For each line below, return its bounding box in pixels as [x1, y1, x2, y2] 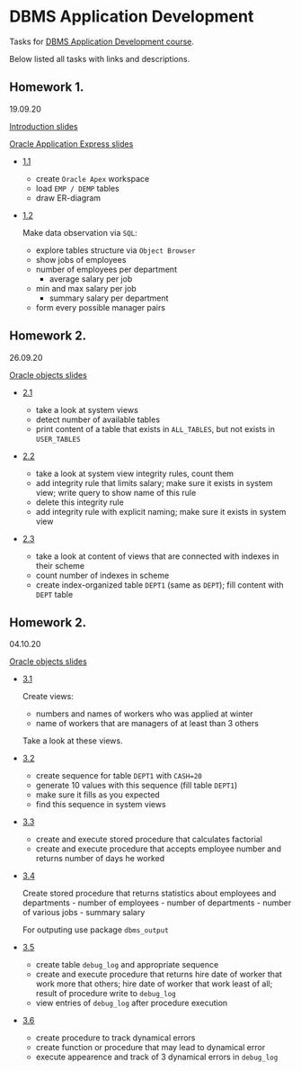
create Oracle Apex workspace [35, 173, 150, 184]
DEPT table [35, 589, 74, 599]
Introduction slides [9, 121, 78, 131]
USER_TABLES [35, 435, 81, 444]
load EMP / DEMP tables [35, 183, 120, 193]
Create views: [22, 691, 74, 702]
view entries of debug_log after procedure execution [35, 997, 228, 1009]
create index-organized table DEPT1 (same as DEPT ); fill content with [35, 579, 285, 590]
